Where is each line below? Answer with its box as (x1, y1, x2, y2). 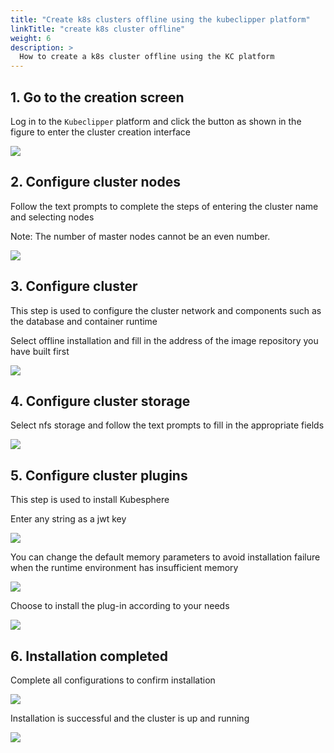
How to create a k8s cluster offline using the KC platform (19, 52, 275, 62)
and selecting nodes (10, 211, 95, 223)
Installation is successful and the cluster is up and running (10, 712, 250, 724)
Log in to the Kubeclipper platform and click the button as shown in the (10, 115, 302, 127)
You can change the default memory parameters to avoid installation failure (10, 551, 321, 563)
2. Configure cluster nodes (10, 174, 182, 191)
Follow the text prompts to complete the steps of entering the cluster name (10, 200, 319, 212)
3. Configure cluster (10, 278, 138, 295)
